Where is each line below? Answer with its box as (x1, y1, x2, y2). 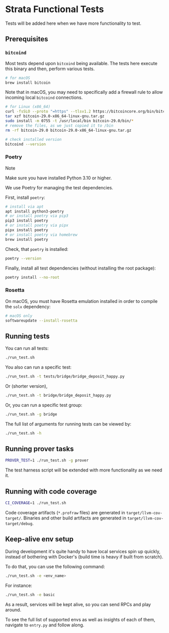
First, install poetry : (5, 194, 45, 200)
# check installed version (5, 137, 62, 142)
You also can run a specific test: (5, 364, 72, 371)
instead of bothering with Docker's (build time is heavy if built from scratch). (5, 554, 163, 560)
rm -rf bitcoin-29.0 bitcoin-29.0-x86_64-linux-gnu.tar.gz (5, 128, 132, 133)
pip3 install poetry (5, 218, 49, 223)
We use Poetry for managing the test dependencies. (5, 184, 113, 190)
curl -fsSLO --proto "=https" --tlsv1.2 (5, 109, 92, 114)
